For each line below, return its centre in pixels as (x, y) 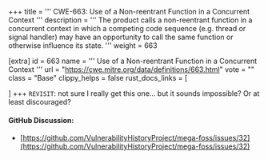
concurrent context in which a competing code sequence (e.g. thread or (127, 28)
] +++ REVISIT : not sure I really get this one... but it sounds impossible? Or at (134, 93)
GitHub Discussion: (41, 120)
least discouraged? (40, 102)
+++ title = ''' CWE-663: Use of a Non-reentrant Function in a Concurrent (129, 12)
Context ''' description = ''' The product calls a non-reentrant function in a (130, 20)
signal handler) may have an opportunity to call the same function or (121, 37)
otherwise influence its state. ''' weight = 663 (83, 46)
